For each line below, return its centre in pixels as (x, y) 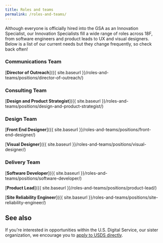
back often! (17, 49)
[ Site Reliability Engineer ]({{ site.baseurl (46, 197)
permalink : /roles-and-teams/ (36, 14)
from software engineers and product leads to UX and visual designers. (77, 39)
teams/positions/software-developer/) (44, 178)
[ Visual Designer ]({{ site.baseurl (38, 144)
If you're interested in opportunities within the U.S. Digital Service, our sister (81, 230)
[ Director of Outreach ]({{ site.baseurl (43, 72)
